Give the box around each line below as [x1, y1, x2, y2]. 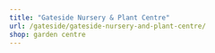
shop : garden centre [9, 30, 87, 39]
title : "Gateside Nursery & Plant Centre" [9, 13, 170, 22]
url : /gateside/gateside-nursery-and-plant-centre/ [9, 22, 206, 31]
